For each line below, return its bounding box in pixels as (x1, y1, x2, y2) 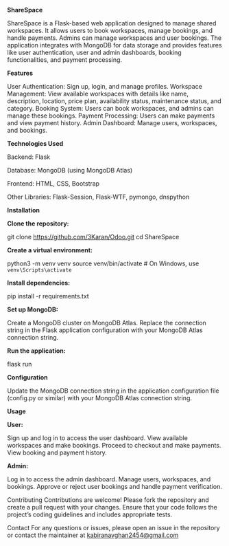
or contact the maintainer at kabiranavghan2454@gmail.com (7, 531, 179, 539)
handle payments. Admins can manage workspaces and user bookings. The (7, 34, 221, 42)
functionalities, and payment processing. (7, 56, 122, 64)
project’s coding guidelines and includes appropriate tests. (7, 510, 173, 518)
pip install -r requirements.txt (7, 292, 89, 300)
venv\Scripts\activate (7, 267, 72, 274)
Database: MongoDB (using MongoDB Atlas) (7, 166, 133, 174)
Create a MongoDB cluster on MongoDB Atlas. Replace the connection (7, 319, 207, 327)
